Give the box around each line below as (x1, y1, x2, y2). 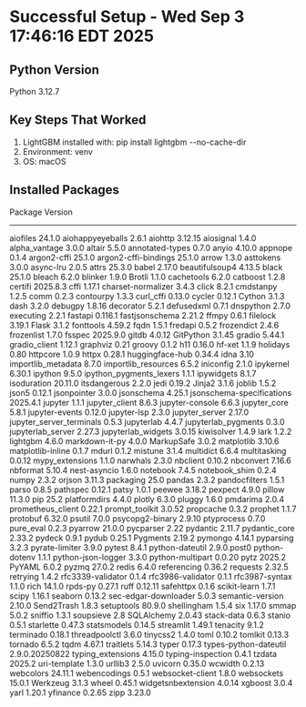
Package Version (9, 207, 73, 217)
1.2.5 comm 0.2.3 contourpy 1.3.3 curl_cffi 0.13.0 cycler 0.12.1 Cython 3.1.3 (9, 290, 285, 301)
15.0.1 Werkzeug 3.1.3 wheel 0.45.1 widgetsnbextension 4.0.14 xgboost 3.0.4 (9, 677, 293, 688)
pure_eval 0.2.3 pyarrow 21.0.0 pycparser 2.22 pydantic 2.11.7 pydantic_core (9, 522, 296, 533)
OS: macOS (22, 156, 66, 167)
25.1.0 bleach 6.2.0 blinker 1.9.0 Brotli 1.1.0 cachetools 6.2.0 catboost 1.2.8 (9, 271, 286, 282)
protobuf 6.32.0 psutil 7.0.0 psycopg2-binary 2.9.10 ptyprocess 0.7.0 (9, 512, 266, 524)
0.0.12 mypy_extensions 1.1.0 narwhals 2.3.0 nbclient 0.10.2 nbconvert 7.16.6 (9, 455, 291, 466)
